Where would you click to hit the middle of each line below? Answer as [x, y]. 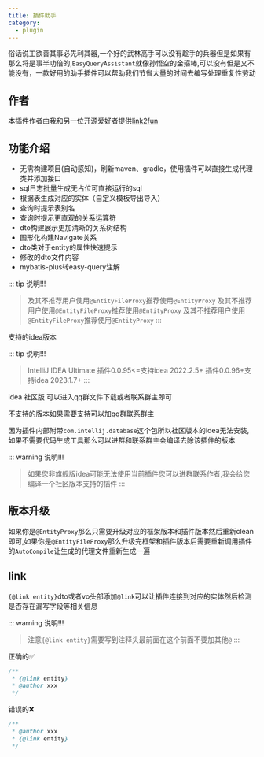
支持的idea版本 [33, 337]
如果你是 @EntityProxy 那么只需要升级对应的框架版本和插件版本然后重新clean [131, 531]
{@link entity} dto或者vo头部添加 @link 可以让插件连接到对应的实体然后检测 [130, 596]
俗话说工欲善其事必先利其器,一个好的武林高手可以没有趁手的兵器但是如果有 [130, 54]
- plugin [29, 30]
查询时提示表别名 [47, 208]
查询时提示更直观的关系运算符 [68, 218]
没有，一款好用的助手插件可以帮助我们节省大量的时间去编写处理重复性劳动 [135, 73]
